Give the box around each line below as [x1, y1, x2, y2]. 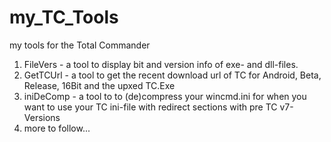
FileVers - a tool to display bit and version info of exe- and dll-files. [23, 58, 299, 70]
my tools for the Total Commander [9, 39, 151, 51]
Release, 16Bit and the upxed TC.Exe [23, 79, 176, 91]
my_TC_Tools [9, 6, 119, 29]
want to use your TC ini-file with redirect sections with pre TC [23, 101, 278, 113]
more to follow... [23, 122, 91, 134]
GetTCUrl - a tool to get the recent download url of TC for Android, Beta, [23, 69, 322, 81]
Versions [23, 111, 61, 123]
